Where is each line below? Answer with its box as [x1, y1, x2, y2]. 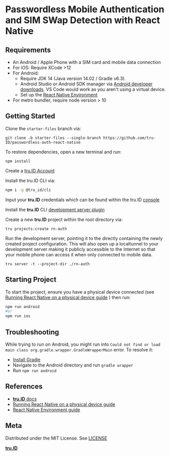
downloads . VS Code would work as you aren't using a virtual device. [20, 86, 166, 92]
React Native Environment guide [12, 406, 80, 413]
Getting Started [5, 112, 55, 121]
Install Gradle [12, 356, 41, 363]
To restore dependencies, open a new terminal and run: [5, 149, 122, 155]
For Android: [12, 70, 39, 76]
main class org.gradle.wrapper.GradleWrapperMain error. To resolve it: [5, 346, 154, 353]
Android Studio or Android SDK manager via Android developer [20, 81, 153, 87]
